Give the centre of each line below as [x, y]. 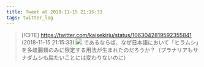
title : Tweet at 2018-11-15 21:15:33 [55, 12]
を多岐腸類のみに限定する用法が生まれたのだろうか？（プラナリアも [107, 50]
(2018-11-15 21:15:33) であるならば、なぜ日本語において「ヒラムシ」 [110, 42]
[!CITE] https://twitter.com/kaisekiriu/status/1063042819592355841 [106, 35]
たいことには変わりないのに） [91, 57]
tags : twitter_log [30, 18]
